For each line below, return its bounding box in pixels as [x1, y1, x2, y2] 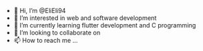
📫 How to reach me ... [13, 37, 78, 44]
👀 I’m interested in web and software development [13, 14, 157, 22]
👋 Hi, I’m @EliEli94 [13, 7, 66, 14]
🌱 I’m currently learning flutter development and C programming [13, 21, 197, 29]
